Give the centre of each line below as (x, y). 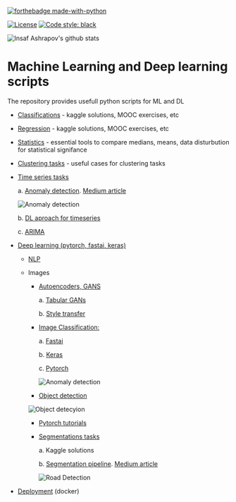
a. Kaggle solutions (66, 450)
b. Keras (51, 354)
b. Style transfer (62, 313)
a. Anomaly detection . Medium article (72, 190)
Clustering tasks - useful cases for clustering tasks (91, 163)
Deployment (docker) (48, 491)
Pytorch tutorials (62, 422)
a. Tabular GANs (62, 300)
